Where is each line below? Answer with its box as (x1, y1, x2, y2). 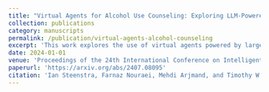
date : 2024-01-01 (8, 49, 66, 57)
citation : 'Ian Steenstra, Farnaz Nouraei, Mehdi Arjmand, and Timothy (8, 71, 252, 79)
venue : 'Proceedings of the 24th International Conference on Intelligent (8, 57, 263, 65)
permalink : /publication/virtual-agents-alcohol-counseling (8, 34, 214, 42)
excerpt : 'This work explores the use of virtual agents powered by (8, 42, 242, 50)
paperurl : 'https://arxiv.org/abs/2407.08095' (8, 64, 167, 72)
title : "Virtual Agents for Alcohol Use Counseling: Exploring (8, 11, 224, 20)
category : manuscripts (8, 26, 84, 34)
